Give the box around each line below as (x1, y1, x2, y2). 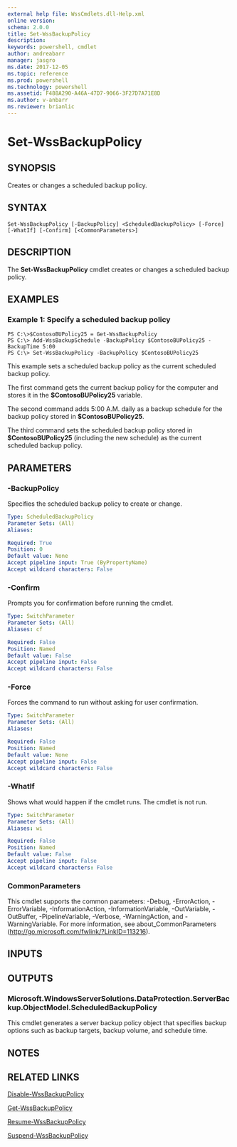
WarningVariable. (7, 920, 58, 928)
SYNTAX (7, 202, 48, 214)
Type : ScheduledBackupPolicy (7, 513, 94, 520)
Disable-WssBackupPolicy (7, 1090, 84, 1099)
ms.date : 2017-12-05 (7, 63, 69, 71)
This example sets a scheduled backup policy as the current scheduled (7, 362, 216, 370)
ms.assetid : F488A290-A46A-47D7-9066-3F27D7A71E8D (7, 90, 161, 97)
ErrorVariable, (7, 905, 48, 913)
